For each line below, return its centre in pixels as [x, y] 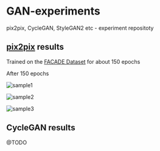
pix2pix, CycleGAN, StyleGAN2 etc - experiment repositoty [80, 28]
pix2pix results [35, 47]
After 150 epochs [28, 73]
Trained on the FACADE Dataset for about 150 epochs [73, 61]
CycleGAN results [41, 128]
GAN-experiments [53, 11]
